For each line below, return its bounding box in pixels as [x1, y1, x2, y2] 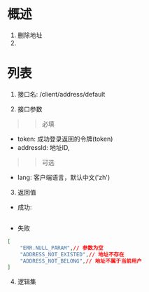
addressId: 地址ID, [17, 143, 70, 151]
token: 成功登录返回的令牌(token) [17, 134, 113, 143]
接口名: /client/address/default [17, 90, 106, 98]
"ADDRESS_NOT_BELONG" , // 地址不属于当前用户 [20, 257, 142, 265]
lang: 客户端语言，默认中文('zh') [17, 173, 111, 181]
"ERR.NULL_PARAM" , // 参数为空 [20, 244, 104, 251]
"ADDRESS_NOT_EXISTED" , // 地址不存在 [20, 251, 125, 258]
